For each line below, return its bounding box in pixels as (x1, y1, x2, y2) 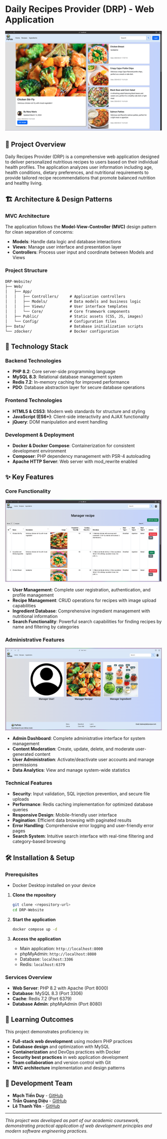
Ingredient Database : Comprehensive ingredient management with (12, 608, 151, 614)
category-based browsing (12, 839, 66, 845)
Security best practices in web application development (12, 1054, 129, 1060)
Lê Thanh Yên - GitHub (12, 1103, 61, 1109)
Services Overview (5, 974, 52, 981)
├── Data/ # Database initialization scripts (5, 324, 143, 329)
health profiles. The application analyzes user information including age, (5, 164, 153, 170)
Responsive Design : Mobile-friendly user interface (12, 812, 117, 818)
